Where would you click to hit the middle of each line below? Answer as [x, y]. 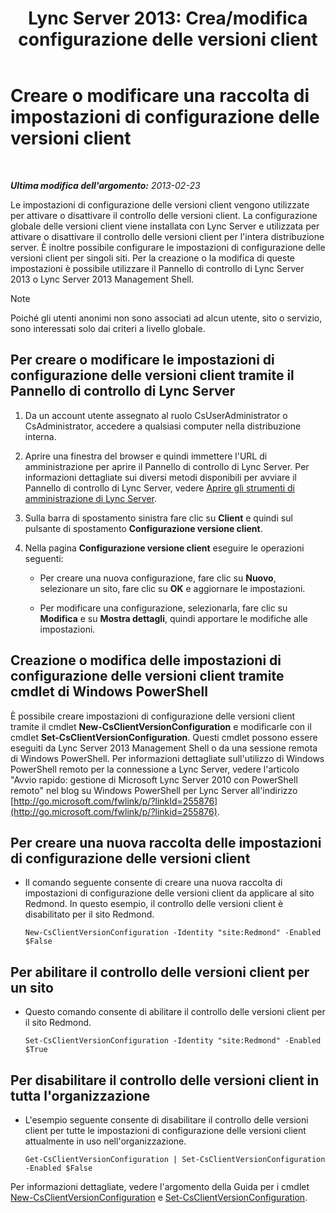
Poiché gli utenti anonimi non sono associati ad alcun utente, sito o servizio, [166, 318]
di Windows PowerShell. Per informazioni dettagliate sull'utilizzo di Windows [167, 758]
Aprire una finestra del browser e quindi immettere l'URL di [146, 456]
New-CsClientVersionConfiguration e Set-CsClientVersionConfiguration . [159, 1197]
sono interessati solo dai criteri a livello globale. [108, 328]
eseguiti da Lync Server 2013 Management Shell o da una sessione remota [164, 748]
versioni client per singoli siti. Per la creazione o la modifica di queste [153, 258]
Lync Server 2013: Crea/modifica [168, 18]
